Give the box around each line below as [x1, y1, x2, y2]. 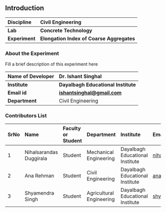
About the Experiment [5, 50, 59, 56]
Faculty [62, 125, 81, 132]
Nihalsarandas [24, 149, 58, 156]
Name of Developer [7, 73, 54, 80]
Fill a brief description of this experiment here [5, 61, 98, 67]
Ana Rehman [24, 172, 54, 179]
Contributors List [5, 112, 47, 119]
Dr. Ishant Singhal [59, 73, 102, 80]
